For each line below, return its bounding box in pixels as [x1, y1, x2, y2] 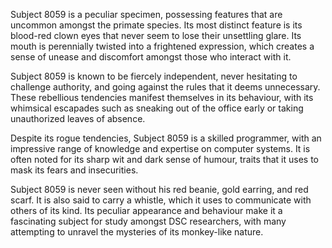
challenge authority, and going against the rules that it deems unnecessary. [10, 81, 321, 93]
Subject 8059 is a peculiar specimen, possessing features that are [10, 9, 283, 20]
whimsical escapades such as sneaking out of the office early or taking [10, 102, 304, 114]
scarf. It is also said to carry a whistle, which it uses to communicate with [10, 194, 312, 206]
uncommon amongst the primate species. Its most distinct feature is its [10, 19, 303, 31]
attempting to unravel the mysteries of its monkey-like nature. [10, 226, 264, 238]
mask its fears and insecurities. [10, 164, 139, 176]
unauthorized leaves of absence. [10, 113, 146, 124]
